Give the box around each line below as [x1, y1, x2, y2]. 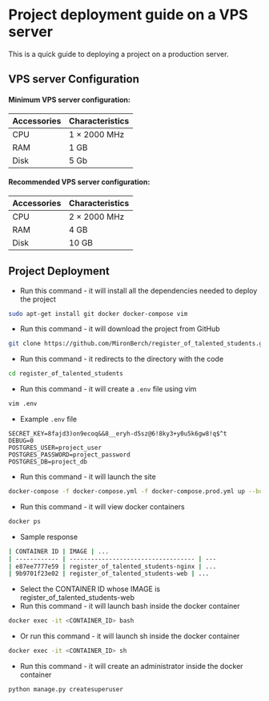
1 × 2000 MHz [69, 128, 125, 140]
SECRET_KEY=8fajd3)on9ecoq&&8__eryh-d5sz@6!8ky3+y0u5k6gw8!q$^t [8, 430, 227, 438]
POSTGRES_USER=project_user [8, 444, 102, 452]
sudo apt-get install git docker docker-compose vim [8, 310, 188, 318]
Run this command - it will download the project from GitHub [19, 324, 220, 334]
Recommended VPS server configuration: [8, 177, 151, 187]
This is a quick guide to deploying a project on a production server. [8, 49, 229, 59]
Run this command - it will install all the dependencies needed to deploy [19, 286, 258, 295]
